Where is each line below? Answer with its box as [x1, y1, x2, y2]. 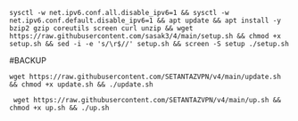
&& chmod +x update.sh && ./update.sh [9, 80, 153, 89]
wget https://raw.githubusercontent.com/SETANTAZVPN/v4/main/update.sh [9, 72, 281, 81]
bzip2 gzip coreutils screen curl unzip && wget [9, 24, 194, 33]
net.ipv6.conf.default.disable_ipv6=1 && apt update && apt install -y [9, 16, 281, 25]
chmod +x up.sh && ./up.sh [9, 103, 110, 112]
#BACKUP [9, 55, 47, 66]
